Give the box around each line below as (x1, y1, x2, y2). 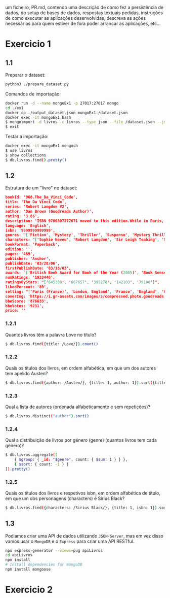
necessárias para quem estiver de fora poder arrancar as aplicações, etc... (5, 20, 161, 26)
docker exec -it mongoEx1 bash (5, 115, 71, 120)
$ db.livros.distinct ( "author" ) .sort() (5, 413, 90, 418)
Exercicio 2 (5, 584, 53, 595)
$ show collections (5, 152, 47, 158)
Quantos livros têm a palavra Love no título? (5, 331, 97, 338)
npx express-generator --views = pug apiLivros (5, 548, 103, 553)
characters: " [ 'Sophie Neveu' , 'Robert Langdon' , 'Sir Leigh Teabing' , (5, 237, 160, 243)
